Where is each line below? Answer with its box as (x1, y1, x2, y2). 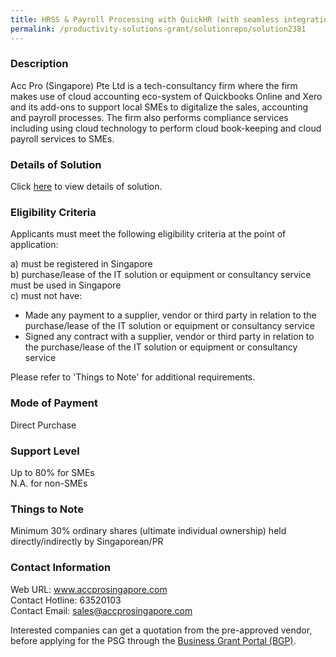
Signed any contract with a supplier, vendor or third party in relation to (24, 331, 315, 343)
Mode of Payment (10, 396, 98, 410)
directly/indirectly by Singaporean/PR (10, 536, 164, 548)
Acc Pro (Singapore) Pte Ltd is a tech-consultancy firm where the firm (10, 79, 298, 91)
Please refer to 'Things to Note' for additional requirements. (10, 371, 256, 383)
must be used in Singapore (10, 279, 122, 291)
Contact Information (10, 561, 112, 575)
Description (10, 57, 69, 71)
